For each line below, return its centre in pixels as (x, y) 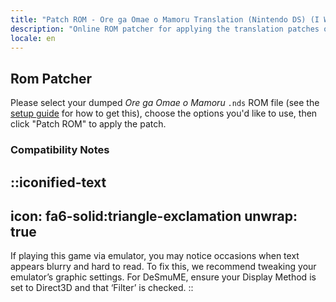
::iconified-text (58, 182)
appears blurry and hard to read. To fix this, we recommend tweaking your (163, 267)
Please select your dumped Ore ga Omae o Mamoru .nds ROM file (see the (165, 103)
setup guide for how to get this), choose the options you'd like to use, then (164, 113)
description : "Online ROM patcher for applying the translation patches (165, 29)
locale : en (33, 38)
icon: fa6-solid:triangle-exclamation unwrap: (154, 216)
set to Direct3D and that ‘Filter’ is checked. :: (102, 288)
